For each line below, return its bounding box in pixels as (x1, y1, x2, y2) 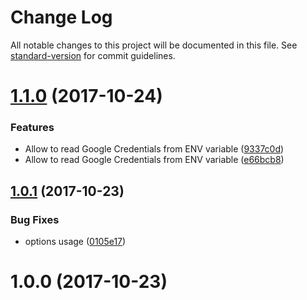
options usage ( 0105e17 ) (24, 236, 127, 248)
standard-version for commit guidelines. (10, 49, 176, 61)
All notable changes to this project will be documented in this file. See (10, 39, 298, 51)
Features (10, 121, 55, 135)
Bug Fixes (10, 212, 60, 226)
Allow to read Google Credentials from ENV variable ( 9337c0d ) (24, 143, 285, 155)
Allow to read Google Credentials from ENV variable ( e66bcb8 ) (24, 154, 285, 166)
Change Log (10, 6, 113, 29)
